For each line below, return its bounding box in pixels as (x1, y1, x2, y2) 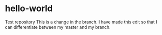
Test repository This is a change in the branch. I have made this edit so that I (5, 19, 157, 25)
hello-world (5, 3, 53, 14)
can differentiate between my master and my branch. (5, 24, 111, 30)
